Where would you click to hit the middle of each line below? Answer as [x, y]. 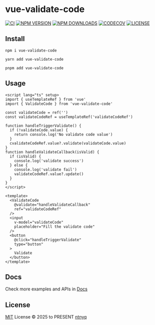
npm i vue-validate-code [31, 50]
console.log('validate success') [49, 161]
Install [15, 39]
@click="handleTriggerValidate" [48, 240]
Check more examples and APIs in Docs [46, 289]
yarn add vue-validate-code [34, 59]
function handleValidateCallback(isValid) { [52, 152]
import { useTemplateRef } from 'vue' [45, 99]
